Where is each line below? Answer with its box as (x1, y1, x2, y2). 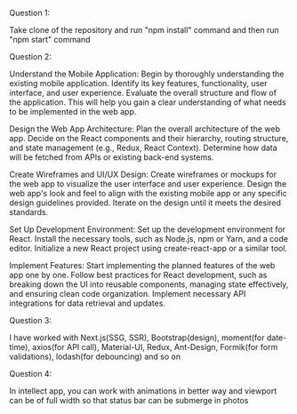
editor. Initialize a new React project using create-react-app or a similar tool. (9, 243, 287, 253)
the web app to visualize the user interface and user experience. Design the (9, 179, 287, 189)
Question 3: (9, 315, 52, 325)
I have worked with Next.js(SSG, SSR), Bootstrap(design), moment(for (9, 332, 265, 343)
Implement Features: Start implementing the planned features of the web (9, 260, 276, 270)
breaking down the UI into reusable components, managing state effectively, (9, 279, 289, 290)
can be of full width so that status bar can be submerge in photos (9, 395, 249, 405)
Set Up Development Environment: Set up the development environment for (9, 224, 286, 235)
